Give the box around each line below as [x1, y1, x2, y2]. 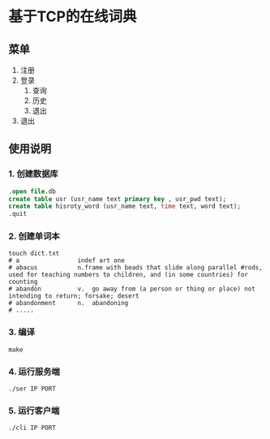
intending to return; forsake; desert [8, 292, 139, 300]
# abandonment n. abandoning [8, 299, 129, 308]
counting [8, 278, 38, 286]
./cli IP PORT [8, 424, 57, 433]
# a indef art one [8, 256, 126, 265]
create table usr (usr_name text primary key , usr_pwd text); [8, 195, 227, 203]
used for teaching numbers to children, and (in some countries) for [8, 271, 249, 279]
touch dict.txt [8, 249, 60, 258]
